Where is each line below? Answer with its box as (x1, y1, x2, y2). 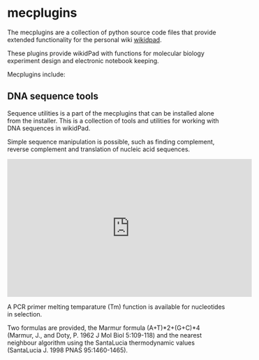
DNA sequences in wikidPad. (7, 124, 91, 132)
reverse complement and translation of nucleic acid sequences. (7, 145, 191, 153)
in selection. (7, 310, 43, 318)
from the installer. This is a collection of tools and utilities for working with (7, 116, 219, 125)
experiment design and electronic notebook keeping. (7, 56, 159, 64)
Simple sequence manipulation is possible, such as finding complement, (7, 137, 215, 146)
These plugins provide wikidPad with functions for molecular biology (7, 49, 205, 57)
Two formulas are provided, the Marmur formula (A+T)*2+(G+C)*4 (7, 324, 200, 332)
